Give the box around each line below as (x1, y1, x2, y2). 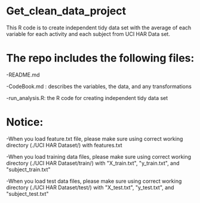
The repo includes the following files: (6, 51, 195, 65)
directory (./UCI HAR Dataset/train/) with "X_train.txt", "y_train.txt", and (6, 159, 180, 166)
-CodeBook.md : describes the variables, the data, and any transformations (6, 83, 192, 90)
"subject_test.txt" (6, 190, 49, 197)
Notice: (6, 116, 44, 129)
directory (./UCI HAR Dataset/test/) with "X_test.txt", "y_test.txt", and (6, 184, 174, 191)
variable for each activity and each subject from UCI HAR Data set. (6, 30, 170, 37)
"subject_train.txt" (6, 166, 51, 173)
